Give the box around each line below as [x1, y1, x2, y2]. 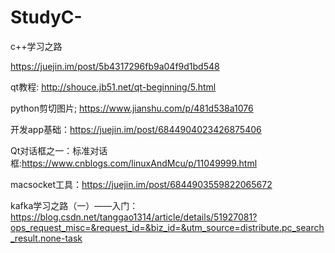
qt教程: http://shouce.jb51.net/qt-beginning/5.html [10, 81, 217, 93]
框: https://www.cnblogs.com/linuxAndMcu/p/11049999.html [10, 157, 258, 169]
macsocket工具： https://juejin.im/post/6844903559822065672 [10, 178, 273, 190]
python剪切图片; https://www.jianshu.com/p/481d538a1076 [10, 102, 254, 114]
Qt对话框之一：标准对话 [10, 144, 108, 156]
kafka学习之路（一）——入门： [10, 199, 139, 211]
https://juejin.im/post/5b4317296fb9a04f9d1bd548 [10, 60, 220, 72]
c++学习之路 [10, 40, 63, 52]
